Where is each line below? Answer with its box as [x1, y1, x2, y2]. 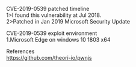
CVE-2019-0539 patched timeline [6, 5, 90, 12]
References [6, 48, 35, 55]
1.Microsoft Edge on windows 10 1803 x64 [6, 36, 111, 43]
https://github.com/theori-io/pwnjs [6, 54, 92, 61]
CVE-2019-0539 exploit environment [6, 30, 97, 37]
